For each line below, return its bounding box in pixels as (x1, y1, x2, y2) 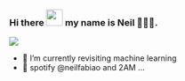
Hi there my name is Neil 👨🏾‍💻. (9, 16, 158, 28)
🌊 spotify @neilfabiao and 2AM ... (21, 63, 145, 73)
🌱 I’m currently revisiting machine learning (21, 53, 177, 63)
